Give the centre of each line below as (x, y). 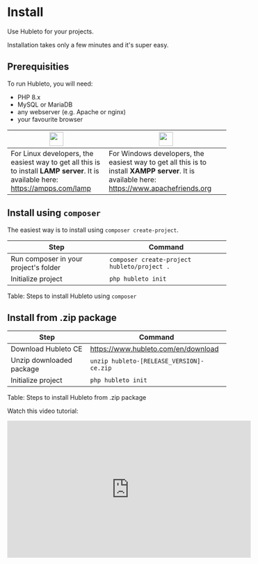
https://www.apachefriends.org (160, 188)
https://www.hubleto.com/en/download (154, 349)
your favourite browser (50, 119)
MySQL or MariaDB (45, 104)
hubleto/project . (139, 266)
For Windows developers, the (156, 153)
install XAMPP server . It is (152, 171)
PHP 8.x (29, 97)
